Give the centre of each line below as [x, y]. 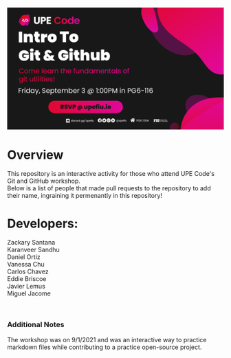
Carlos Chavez [28, 271]
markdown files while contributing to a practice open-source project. [104, 347]
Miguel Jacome [29, 293]
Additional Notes [36, 325]
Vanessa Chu [26, 265]
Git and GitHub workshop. [44, 181]
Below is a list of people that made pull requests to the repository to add [109, 188]
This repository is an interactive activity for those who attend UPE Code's [111, 174]
